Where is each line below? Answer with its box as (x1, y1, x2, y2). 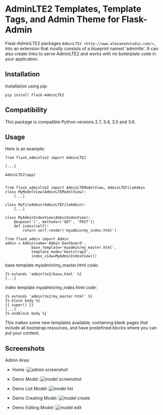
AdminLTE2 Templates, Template (5, 3, 142, 15)
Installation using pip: (5, 83, 48, 89)
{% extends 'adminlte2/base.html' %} (5, 272, 82, 277)
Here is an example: (5, 146, 45, 152)
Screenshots (5, 344, 45, 352)
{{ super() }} (5, 303, 34, 307)
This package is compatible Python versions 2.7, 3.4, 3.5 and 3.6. (5, 119, 136, 125)
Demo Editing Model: (12, 405, 55, 411)
